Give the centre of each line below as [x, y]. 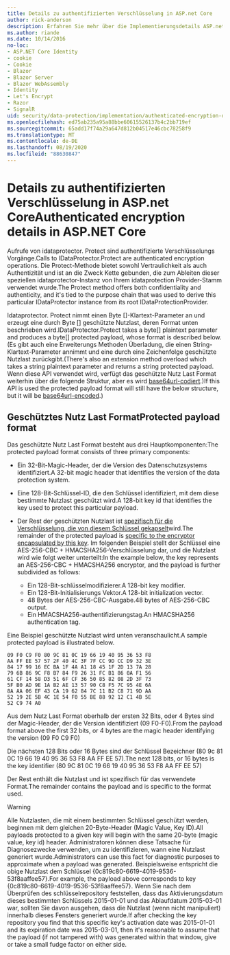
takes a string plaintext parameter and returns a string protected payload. [111, 366]
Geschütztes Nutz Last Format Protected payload [114, 417]
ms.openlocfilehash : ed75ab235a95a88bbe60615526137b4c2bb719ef [99, 122]
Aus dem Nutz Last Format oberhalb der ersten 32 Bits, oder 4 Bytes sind [111, 716]
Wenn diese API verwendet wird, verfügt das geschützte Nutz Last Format [112, 373]
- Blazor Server [30, 77]
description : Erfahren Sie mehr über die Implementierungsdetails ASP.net [116, 26]
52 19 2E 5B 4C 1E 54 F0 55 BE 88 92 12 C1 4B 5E [79, 697]
